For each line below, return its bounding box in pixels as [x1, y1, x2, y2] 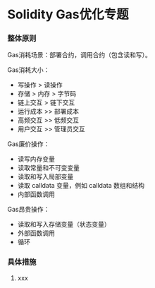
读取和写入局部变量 [17, 172, 74, 181]
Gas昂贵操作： [7, 205, 50, 214]
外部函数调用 [17, 229, 55, 237]
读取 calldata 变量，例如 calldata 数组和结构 [17, 181, 144, 190]
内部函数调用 [17, 190, 55, 198]
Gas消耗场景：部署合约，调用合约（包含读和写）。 [7, 51, 151, 59]
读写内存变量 [17, 155, 55, 163]
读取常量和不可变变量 [17, 164, 80, 172]
